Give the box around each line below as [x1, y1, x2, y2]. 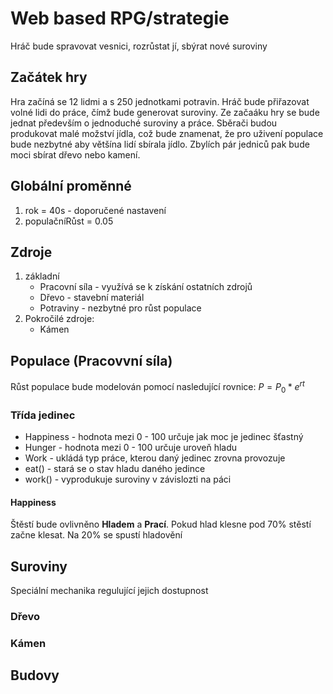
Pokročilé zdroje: [24, 313, 95, 325]
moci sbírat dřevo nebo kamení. [10, 148, 141, 161]
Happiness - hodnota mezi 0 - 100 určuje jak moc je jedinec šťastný [24, 430, 304, 442]
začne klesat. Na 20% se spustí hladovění [10, 529, 183, 541]
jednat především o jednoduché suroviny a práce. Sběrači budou [10, 117, 278, 129]
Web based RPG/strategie [10, 7, 230, 30]
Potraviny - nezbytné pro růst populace [39, 302, 202, 314]
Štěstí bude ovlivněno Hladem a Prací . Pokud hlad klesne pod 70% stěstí [10, 518, 312, 531]
